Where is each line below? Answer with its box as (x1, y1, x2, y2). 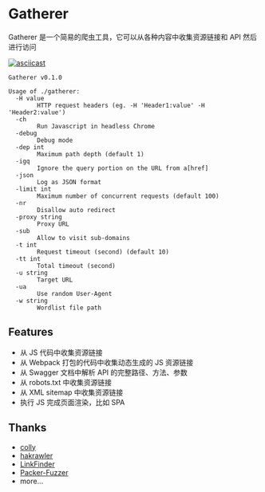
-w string (15, 297, 48, 305)
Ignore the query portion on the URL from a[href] (37, 164, 209, 172)
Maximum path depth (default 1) (37, 150, 145, 158)
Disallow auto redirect (37, 206, 116, 214)
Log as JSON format (37, 178, 102, 186)
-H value (15, 94, 45, 102)
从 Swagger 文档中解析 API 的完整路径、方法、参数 (19, 368, 188, 377)
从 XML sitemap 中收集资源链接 (19, 388, 124, 397)
